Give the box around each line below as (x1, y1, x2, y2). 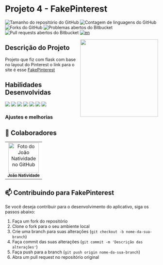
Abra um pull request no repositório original (12, 254, 99, 260)
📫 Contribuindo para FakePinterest (5, 189, 114, 197)
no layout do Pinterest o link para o (5, 61, 75, 67)
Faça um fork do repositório (12, 219, 68, 224)
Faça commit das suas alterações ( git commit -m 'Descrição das (12, 239, 143, 245)
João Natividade (7, 173, 40, 178)
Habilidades (5, 81, 42, 89)
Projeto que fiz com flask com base (5, 57, 76, 62)
